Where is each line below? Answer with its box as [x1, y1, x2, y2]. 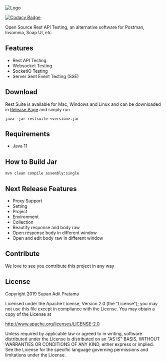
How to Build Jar [5, 157, 57, 166]
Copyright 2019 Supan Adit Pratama [5, 291, 79, 297]
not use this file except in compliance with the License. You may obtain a [5, 306, 155, 312]
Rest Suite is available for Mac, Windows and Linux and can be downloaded [5, 101, 161, 107]
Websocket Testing [12, 63, 52, 69]
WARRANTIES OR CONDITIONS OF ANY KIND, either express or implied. [5, 341, 154, 347]
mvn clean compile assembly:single [5, 171, 79, 176]
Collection [12, 219, 33, 225]
